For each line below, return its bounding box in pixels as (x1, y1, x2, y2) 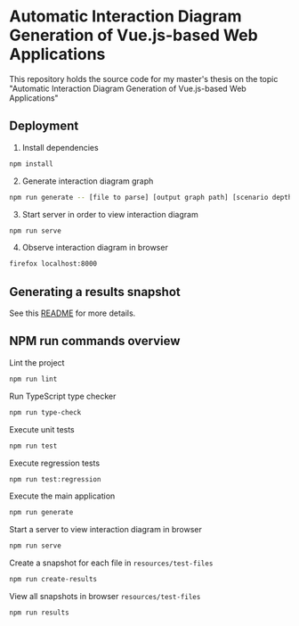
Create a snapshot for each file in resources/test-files (9, 557, 214, 568)
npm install (9, 159, 53, 169)
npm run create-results (9, 575, 98, 584)
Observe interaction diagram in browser (21, 243, 169, 253)
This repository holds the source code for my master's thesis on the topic (9, 73, 279, 84)
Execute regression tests (9, 457, 101, 468)
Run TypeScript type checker (9, 391, 117, 401)
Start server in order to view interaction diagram (21, 209, 198, 219)
